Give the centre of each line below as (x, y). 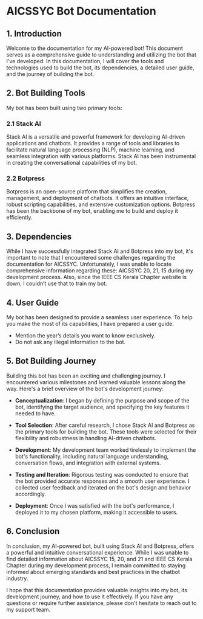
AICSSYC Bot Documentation (81, 11)
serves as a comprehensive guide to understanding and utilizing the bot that (101, 55)
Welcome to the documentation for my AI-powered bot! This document (95, 48)
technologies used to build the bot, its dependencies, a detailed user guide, (100, 67)
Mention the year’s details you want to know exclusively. (85, 336)
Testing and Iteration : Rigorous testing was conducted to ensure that (102, 474)
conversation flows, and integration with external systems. (88, 463)
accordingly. (31, 494)
